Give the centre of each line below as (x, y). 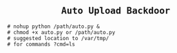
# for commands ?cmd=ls (41, 44)
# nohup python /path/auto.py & (53, 26)
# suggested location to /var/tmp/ (58, 38)
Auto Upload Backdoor (116, 11)
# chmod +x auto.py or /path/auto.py (61, 32)
